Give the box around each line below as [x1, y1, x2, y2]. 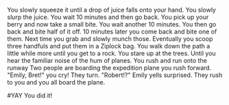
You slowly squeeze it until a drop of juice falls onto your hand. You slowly [7, 6, 216, 14]
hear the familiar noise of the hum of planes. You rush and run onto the [7, 57, 207, 64]
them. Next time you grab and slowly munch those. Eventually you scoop [7, 35, 213, 43]
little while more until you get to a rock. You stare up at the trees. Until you [7, 49, 216, 57]
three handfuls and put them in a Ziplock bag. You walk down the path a [7, 42, 210, 50]
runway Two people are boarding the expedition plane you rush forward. [7, 64, 212, 72]
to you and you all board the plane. [7, 78, 106, 86]
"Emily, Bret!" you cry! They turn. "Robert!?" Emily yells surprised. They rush [7, 71, 223, 79]
